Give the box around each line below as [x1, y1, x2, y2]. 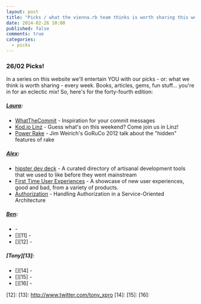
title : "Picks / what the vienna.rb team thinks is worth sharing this [6, 14, 188, 20]
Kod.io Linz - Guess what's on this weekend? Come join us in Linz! [14, 123, 179, 130]
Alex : [6, 150, 20, 157]
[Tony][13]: [6, 252, 35, 259]
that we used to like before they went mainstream [14, 171, 137, 178]
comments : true [6, 31, 44, 37]
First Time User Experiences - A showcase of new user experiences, [14, 178, 184, 185]
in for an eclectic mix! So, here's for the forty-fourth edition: [6, 88, 154, 96]
